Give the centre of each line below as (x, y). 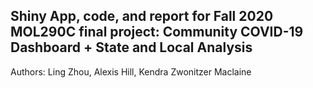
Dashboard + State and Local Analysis (131, 47)
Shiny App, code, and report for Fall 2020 (142, 16)
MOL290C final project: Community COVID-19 (157, 32)
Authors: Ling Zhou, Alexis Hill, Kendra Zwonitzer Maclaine (131, 71)
